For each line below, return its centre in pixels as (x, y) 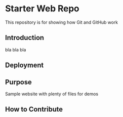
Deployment (24, 65)
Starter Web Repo (42, 9)
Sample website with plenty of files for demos (52, 94)
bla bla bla (16, 49)
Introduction (25, 38)
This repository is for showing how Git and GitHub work (61, 22)
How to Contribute (34, 109)
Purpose (19, 82)
